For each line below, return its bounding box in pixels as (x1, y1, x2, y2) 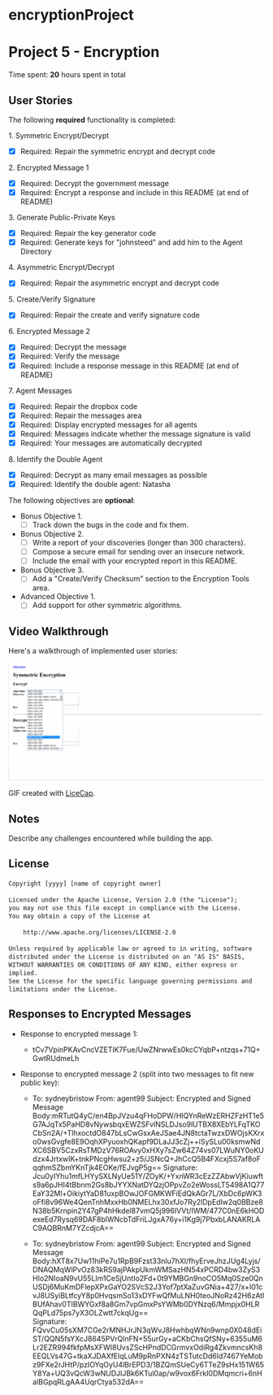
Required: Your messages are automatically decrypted (19, 437, 202, 448)
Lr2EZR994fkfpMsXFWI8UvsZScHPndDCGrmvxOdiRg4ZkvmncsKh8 (32, 1342, 262, 1352)
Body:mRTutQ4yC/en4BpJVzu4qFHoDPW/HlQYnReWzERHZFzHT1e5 (32, 1110, 264, 1120)
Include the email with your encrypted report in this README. (32, 556, 238, 566)
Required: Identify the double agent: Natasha (19, 479, 171, 489)
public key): (19, 1077, 60, 1087)
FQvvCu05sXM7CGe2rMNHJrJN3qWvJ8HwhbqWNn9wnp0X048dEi (32, 1325, 262, 1335)
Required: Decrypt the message (19, 342, 128, 352)
